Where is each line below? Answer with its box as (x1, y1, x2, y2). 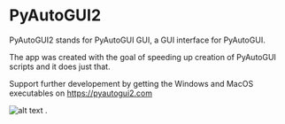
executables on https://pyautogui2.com (9, 88, 153, 98)
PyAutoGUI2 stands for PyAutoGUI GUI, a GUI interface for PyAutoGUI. (9, 35, 266, 45)
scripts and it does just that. (9, 61, 111, 72)
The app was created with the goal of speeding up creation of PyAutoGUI (9, 51, 277, 62)
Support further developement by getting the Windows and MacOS (9, 78, 254, 89)
